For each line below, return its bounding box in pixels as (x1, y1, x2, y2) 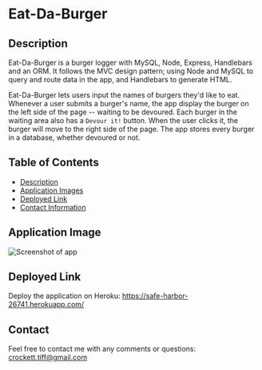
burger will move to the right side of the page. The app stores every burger (8, 125, 255, 133)
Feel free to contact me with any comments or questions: (8, 344, 196, 354)
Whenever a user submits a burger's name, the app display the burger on (8, 99, 249, 108)
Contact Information (19, 202, 86, 212)
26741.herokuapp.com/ (8, 300, 85, 309)
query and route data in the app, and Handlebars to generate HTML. (8, 75, 232, 84)
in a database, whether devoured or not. (8, 133, 141, 142)
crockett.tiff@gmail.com (8, 352, 88, 362)
